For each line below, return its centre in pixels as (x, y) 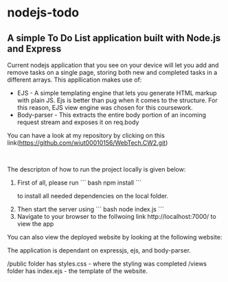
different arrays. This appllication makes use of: (75, 80)
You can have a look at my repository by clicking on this (86, 136)
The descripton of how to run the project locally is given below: (96, 169)
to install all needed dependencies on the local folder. (93, 196)
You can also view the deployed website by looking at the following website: (115, 237)
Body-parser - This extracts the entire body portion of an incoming (112, 115)
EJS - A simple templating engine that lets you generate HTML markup (117, 93)
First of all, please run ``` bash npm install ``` (79, 183)
